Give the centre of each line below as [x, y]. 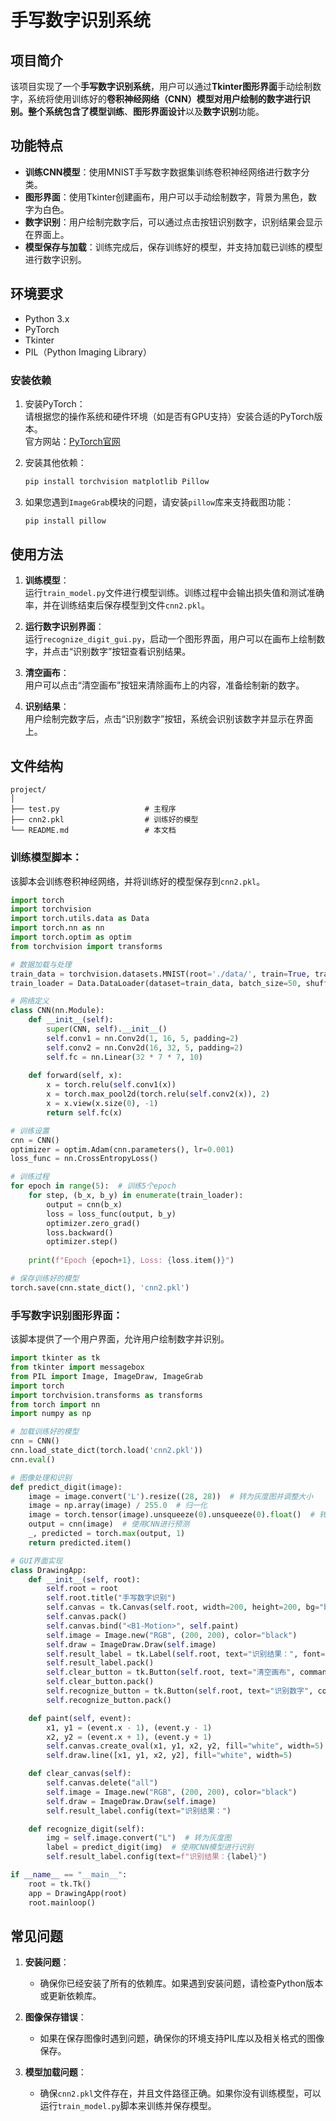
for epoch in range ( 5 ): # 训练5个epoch [93, 1186]
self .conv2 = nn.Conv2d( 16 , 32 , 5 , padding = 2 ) [145, 1047]
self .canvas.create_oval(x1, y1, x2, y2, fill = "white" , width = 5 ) [185, 1746]
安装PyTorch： [55, 403]
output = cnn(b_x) [84, 1204]
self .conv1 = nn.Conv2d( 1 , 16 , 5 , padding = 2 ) [143, 1038]
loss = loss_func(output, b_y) [111, 1214]
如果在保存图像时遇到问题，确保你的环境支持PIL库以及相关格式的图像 [182, 2038]
